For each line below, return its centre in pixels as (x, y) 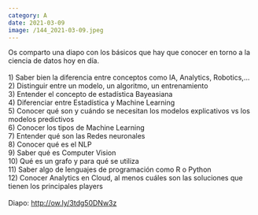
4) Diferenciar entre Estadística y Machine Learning (92, 102)
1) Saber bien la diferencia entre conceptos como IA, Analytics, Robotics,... (129, 78)
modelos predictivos (41, 120)
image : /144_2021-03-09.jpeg (56, 30)
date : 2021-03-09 (37, 23)
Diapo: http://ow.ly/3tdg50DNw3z (63, 203)
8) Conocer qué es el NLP (50, 145)
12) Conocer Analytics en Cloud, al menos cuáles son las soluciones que (125, 178)
